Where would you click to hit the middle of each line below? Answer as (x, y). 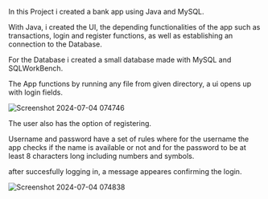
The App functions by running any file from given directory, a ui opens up (130, 84)
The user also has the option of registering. (80, 123)
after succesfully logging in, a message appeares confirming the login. (125, 171)
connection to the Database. (56, 44)
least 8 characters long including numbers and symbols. (101, 156)
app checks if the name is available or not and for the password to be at (128, 147)
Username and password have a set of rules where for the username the (129, 139)
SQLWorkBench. (36, 68)
